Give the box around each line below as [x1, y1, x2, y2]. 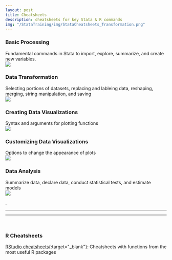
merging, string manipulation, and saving [5, 91, 92, 97]
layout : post [5, 7, 33, 13]
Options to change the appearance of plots [5, 149, 96, 156]
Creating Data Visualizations [5, 109, 78, 116]
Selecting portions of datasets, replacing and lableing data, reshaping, [5, 85, 154, 91]
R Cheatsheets [5, 232, 43, 239]
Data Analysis [5, 167, 41, 175]
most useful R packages [5, 249, 56, 255]
